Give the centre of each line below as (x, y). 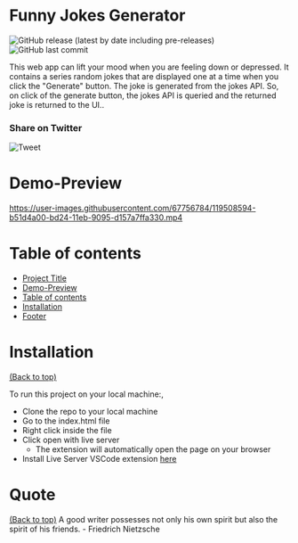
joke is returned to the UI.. (57, 104)
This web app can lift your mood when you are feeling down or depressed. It (149, 67)
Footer (34, 317)
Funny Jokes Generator (97, 16)
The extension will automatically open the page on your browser (153, 449)
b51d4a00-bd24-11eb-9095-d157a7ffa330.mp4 (96, 218)
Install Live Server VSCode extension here (99, 459)
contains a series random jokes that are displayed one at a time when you (144, 76)
